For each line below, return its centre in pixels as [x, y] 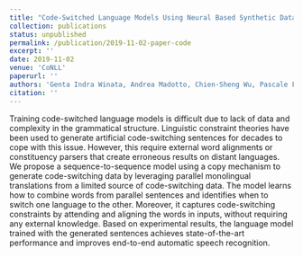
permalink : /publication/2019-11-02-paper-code [101, 43]
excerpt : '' [32, 51]
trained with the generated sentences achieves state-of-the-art [127, 233]
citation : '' [34, 93]
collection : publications [58, 26]
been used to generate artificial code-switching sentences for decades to [146, 137]
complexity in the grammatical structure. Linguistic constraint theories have [150, 128]
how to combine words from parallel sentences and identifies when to [139, 195]
